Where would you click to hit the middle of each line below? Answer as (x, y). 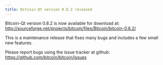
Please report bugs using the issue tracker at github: (58, 52)
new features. (19, 43)
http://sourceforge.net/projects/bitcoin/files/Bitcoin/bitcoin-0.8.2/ (71, 28)
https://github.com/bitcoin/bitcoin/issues (46, 57)
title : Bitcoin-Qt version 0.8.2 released (49, 9)
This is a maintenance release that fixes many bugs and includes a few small (82, 38)
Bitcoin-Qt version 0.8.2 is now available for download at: (63, 23)
